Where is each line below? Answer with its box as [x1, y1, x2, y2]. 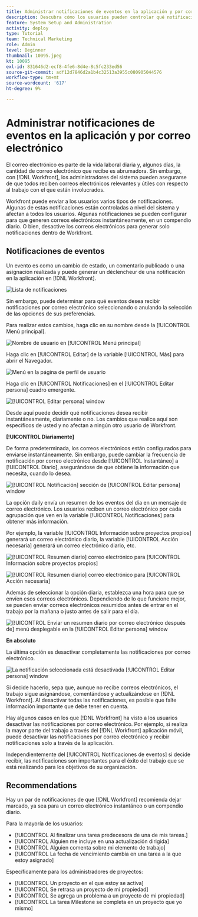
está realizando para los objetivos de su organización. [6, 763, 137, 770]
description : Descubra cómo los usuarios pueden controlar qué [6, 14, 165, 20]
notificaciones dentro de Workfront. [6, 229, 93, 236]
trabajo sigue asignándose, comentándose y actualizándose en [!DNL [6, 690, 175, 697]
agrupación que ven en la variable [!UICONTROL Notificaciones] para [6, 511, 175, 518]
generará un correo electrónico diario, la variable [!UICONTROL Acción [6, 535, 179, 543]
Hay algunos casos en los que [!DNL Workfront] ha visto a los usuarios [6, 714, 178, 721]
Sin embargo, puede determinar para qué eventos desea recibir [6, 297, 160, 305]
